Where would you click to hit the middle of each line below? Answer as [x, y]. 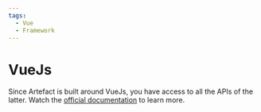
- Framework [35, 30]
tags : [17, 15]
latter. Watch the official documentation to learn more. [97, 100]
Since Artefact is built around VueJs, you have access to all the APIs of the [130, 91]
